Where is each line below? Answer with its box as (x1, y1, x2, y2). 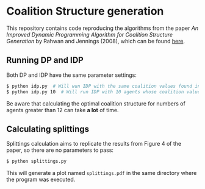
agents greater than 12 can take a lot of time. (6, 106, 119, 113)
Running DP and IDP (6, 55, 84, 65)
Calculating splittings (6, 124, 90, 134)
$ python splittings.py (6, 159, 67, 165)
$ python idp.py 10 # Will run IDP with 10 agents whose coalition (6, 88, 184, 95)
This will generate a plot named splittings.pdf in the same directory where (6, 169, 197, 177)
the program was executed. (6, 176, 76, 184)
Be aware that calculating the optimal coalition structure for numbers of (6, 99, 186, 107)
